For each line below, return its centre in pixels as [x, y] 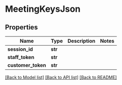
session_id [20, 49]
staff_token [21, 57]
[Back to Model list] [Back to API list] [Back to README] [61, 77]
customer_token [27, 65]
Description [81, 41]
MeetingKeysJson [43, 9]
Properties [21, 27]
